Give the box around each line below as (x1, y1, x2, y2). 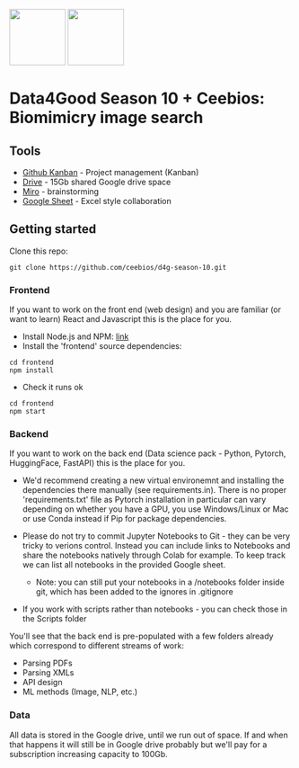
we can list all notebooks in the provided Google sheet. (22, 559, 226, 570)
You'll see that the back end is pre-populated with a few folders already (9, 630, 274, 642)
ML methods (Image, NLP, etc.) (22, 686, 138, 697)
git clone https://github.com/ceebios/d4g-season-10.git (9, 263, 227, 272)
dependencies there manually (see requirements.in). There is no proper (22, 485, 287, 496)
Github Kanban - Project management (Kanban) (22, 167, 199, 177)
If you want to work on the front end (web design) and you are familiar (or (9, 304, 281, 315)
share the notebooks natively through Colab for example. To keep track (22, 549, 286, 561)
